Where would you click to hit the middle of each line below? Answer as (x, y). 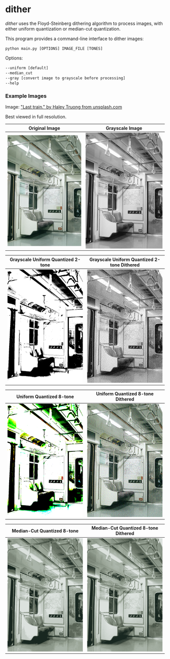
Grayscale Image (124, 128)
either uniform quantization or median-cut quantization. (63, 28)
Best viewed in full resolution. (36, 117)
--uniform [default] (27, 68)
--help (12, 83)
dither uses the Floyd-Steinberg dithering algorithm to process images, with (84, 23)
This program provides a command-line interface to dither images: (75, 39)
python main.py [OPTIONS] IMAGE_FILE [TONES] (54, 48)
